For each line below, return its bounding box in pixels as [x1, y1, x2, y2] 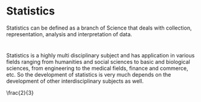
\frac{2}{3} [6, 89, 34, 97]
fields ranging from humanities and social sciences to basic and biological [6, 59, 190, 66]
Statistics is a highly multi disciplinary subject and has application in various [6, 52, 195, 59]
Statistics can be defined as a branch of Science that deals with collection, [6, 24, 192, 31]
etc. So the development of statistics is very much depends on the [6, 71, 171, 78]
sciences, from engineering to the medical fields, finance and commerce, [6, 65, 188, 72]
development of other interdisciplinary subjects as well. [6, 77, 144, 85]
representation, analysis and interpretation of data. [6, 30, 133, 37]
